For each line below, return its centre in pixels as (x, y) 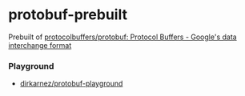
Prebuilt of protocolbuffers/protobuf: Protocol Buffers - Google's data (123, 37)
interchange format (40, 45)
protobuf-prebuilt (68, 15)
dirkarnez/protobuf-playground (71, 84)
